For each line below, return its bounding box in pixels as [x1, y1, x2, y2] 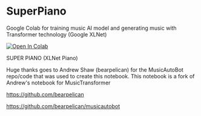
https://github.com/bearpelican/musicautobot [6, 102, 120, 110]
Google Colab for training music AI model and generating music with [6, 24, 177, 32]
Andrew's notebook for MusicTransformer [6, 79, 111, 86]
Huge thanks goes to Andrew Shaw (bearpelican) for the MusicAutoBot [6, 66, 183, 73]
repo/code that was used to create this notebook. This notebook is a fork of [6, 72, 195, 80]
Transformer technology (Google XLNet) [6, 30, 107, 38]
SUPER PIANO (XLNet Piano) [6, 54, 78, 61]
